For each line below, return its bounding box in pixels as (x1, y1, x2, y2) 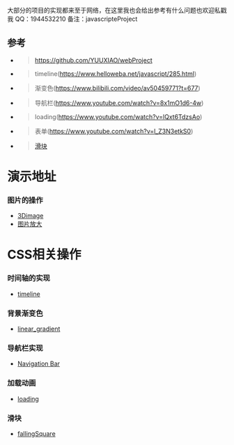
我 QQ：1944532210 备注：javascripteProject (7, 15, 138, 23)
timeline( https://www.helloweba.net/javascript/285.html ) (34, 69, 197, 78)
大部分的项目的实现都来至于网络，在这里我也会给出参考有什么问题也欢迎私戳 (7, 6, 227, 14)
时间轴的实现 (7, 274, 51, 283)
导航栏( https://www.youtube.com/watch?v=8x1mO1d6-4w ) (34, 98, 204, 107)
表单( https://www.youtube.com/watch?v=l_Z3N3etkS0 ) (34, 127, 194, 135)
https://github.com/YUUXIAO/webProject (34, 56, 153, 64)
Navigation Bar (17, 359, 61, 368)
